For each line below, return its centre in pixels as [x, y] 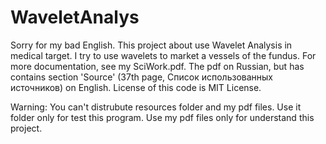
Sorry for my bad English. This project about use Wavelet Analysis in [151, 45]
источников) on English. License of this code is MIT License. [136, 87]
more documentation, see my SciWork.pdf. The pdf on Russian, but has [157, 66]
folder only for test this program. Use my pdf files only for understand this [162, 117]
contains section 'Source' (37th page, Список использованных [141, 77]
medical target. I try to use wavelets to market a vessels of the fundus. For [163, 55]
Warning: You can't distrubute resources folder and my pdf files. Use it [156, 107]
